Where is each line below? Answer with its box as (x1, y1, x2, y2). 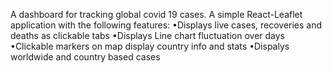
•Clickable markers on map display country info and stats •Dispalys (10, 40, 290, 52)
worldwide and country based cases (10, 51, 161, 63)
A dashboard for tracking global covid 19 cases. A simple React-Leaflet (10, 9, 303, 20)
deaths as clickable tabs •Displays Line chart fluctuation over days (10, 30, 286, 41)
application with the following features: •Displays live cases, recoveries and (10, 19, 323, 31)
